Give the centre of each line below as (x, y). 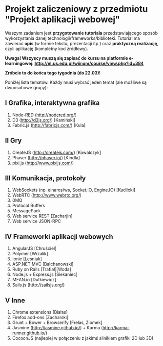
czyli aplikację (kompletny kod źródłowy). (47, 49)
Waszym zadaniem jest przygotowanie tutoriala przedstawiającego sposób (81, 33)
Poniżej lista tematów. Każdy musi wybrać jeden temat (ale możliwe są (76, 82)
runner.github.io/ (29, 333)
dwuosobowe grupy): (26, 87)
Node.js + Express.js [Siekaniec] (45, 274)
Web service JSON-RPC (36, 221)
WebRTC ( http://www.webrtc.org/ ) (47, 195)
